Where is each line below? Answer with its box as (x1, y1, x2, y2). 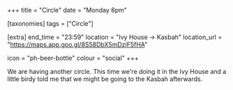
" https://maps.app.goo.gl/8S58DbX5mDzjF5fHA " (7, 40, 148, 48)
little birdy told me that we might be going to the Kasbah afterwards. (7, 75, 203, 83)
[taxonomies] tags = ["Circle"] (7, 20, 94, 27)
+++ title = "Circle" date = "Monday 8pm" (7, 6, 128, 14)
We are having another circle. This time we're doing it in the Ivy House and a (7, 68, 227, 75)
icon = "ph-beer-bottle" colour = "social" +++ (7, 54, 140, 62)
